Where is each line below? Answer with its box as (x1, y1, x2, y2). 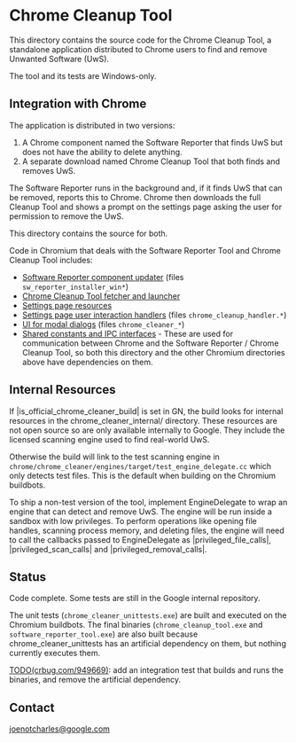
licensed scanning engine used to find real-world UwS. (9, 434, 210, 444)
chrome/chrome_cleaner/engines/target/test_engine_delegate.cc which (9, 460, 272, 471)
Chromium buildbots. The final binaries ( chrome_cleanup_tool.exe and (9, 620, 263, 630)
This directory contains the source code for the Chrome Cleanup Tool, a (9, 35, 272, 45)
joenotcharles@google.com (9, 723, 111, 734)
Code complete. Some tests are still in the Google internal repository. (9, 593, 261, 604)
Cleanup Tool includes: (9, 254, 93, 265)
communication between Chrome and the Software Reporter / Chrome (21, 338, 279, 348)
